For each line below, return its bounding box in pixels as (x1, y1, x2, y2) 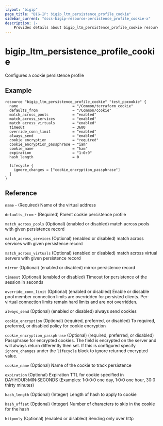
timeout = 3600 (9, 125, 86, 130)
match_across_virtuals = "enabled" (9, 120, 97, 125)
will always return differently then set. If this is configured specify (5, 342, 136, 348)
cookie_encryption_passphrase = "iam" (9, 142, 88, 147)
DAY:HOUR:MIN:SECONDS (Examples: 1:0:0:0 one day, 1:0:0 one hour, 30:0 (5, 377, 156, 383)
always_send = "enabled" (9, 133, 97, 138)
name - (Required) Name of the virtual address (5, 202, 96, 208)
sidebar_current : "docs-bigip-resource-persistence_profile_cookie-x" (5, 16, 151, 21)
